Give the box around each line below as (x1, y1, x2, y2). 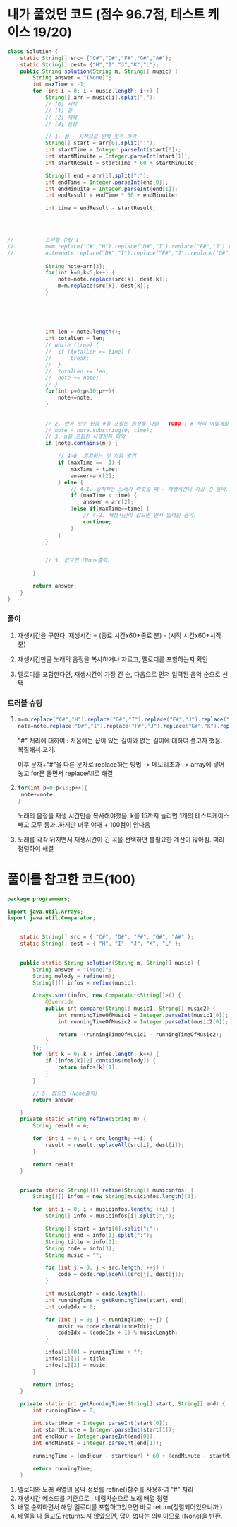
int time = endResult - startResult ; (44, 204, 157, 212)
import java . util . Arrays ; (7, 908, 83, 915)
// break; (44, 354, 90, 361)
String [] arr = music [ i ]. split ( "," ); (44, 94, 157, 101)
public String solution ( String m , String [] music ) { (20, 68, 178, 75)
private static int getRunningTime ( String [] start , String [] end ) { (20, 1400, 226, 1407)
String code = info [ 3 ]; (44, 1245, 115, 1252)
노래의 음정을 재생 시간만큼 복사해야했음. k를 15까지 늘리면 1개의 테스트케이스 (17, 811, 229, 820)
